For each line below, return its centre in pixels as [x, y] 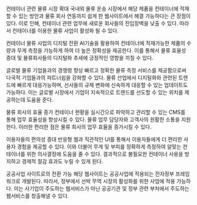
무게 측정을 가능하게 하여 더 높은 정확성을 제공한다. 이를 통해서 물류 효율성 [101, 51]
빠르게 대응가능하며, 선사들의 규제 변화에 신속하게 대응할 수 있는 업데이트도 [102, 85]
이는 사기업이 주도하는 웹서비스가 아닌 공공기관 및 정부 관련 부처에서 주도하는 [102, 189]
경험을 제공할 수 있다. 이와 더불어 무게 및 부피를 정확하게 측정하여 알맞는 [99, 147]
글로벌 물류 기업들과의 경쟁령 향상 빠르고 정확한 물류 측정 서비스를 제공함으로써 [96, 70]
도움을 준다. [40, 100]
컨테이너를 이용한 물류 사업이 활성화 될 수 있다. [66, 31]
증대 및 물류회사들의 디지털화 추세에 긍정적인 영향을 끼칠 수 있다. [80, 58]
